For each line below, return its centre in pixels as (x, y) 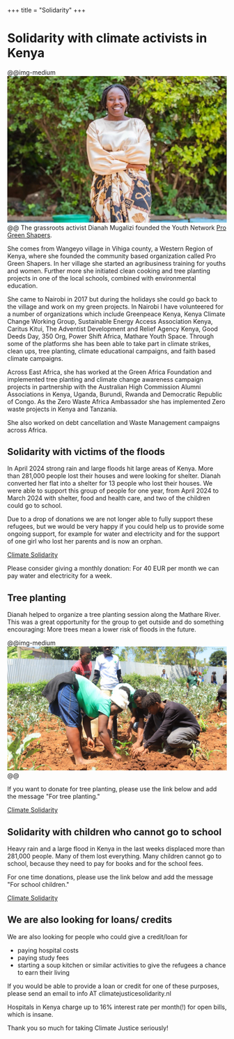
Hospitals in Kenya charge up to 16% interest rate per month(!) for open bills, (117, 1007)
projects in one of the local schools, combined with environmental (102, 278)
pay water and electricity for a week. (60, 576)
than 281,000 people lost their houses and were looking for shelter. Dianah (114, 476)
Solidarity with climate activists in (107, 38)
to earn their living (43, 972)
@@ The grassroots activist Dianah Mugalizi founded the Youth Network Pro (117, 227)
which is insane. (30, 1014)
